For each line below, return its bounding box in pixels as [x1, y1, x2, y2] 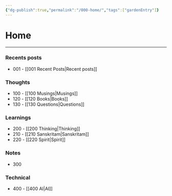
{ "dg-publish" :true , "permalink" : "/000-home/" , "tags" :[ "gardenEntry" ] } [5, 7, 159, 13]
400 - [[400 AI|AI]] [12, 186, 53, 192]
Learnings [5, 114, 31, 121]
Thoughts [5, 79, 30, 86]
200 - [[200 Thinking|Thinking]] [12, 126, 80, 132]
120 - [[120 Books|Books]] [12, 96, 68, 102]
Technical [5, 174, 31, 181]
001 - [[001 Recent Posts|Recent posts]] [12, 66, 97, 72]
